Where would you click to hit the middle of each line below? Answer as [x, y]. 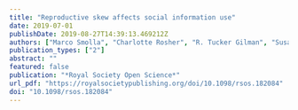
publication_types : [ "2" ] [57, 51]
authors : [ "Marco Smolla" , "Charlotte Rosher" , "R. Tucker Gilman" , [138, 42]
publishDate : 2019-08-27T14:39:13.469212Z [89, 34]
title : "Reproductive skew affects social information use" [123, 17]
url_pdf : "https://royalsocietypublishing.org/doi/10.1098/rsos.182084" [146, 83]
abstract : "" [33, 59]
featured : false [39, 67]
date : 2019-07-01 [41, 26]
